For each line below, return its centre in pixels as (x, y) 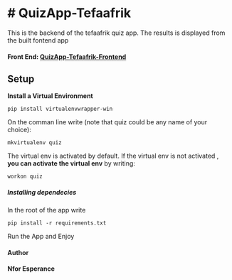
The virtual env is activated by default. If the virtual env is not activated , (113, 156)
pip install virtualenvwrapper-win (60, 109)
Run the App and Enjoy (41, 237)
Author (18, 252)
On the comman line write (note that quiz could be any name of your (107, 122)
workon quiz (25, 177)
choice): (20, 130)
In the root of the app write (47, 210)
